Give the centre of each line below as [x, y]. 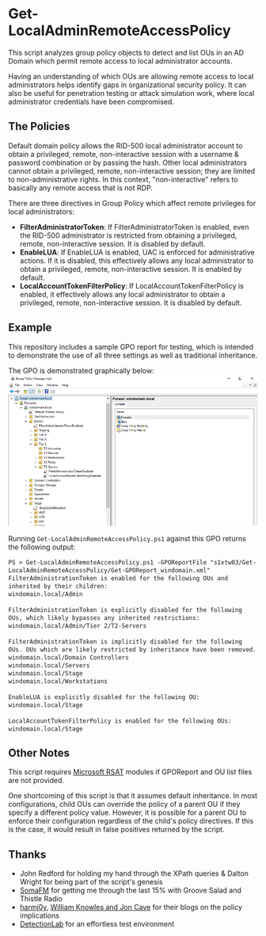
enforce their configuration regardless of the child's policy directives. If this [131, 821]
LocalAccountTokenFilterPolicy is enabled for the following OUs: [120, 721]
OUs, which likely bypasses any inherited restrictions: [104, 618]
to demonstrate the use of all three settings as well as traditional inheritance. [133, 355]
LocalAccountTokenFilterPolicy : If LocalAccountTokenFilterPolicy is [131, 285]
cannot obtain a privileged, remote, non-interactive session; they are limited [132, 170]
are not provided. [36, 781]
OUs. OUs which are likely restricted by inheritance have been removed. [133, 649]
